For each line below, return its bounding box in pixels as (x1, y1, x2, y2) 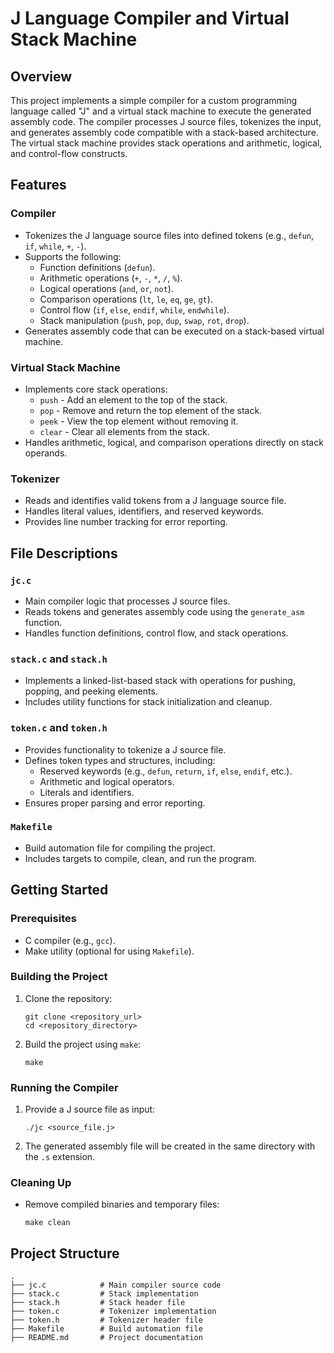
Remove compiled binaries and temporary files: (24, 1198, 220, 1211)
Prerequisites (10, 912, 77, 926)
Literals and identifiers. (39, 786, 135, 798)
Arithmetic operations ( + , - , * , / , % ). (39, 272, 183, 284)
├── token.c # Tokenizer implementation (10, 1307, 217, 1317)
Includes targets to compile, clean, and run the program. (24, 852, 257, 864)
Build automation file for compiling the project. (24, 842, 216, 854)
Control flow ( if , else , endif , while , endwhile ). (39, 303, 230, 316)
